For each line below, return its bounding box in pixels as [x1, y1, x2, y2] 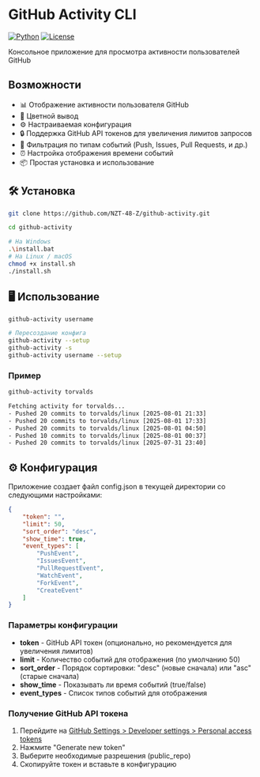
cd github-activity [8, 224, 73, 232]
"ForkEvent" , [36, 579, 80, 587]
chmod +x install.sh [8, 259, 77, 268]
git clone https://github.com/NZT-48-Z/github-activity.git [8, 209, 211, 217]
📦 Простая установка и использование [19, 157, 155, 167]
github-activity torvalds [8, 388, 93, 396]
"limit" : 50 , [22, 520, 66, 528]
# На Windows [8, 238, 51, 246]
